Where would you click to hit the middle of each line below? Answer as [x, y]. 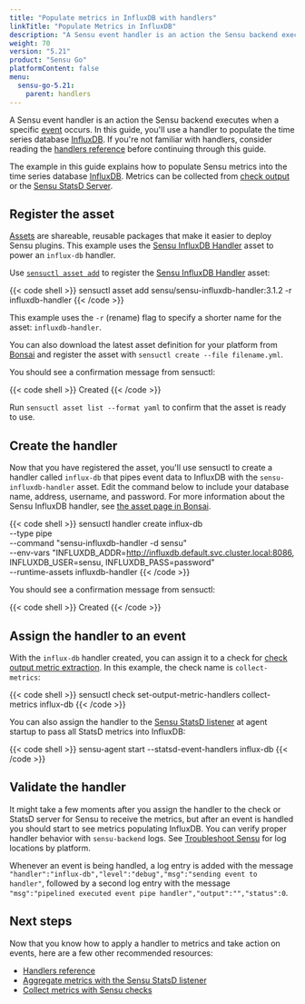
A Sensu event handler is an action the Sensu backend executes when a [144, 120]
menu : [20, 77]
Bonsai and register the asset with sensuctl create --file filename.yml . [146, 354]
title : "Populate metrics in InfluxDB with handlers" [113, 18]
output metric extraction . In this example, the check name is [122, 667]
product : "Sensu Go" [49, 60]
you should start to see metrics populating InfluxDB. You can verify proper [148, 829]
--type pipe [31, 533]
